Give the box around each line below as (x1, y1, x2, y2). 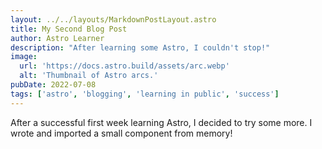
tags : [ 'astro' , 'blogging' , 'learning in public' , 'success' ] (10, 89, 280, 99)
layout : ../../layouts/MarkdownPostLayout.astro (10, 14, 217, 25)
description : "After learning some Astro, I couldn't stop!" (10, 42, 271, 53)
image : (10, 52, 38, 62)
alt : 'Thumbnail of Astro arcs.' (19, 71, 159, 81)
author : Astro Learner (10, 33, 105, 43)
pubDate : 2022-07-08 (10, 80, 97, 90)
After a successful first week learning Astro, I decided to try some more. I (10, 116, 313, 128)
